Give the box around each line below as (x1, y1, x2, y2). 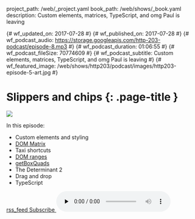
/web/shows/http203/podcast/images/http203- (57, 62, 177, 70)
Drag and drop (15, 172, 52, 179)
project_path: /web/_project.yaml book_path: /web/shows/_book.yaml (6, 5, 182, 12)
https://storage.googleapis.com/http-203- (54, 37, 161, 43)
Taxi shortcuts (15, 146, 51, 154)
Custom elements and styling (15, 134, 89, 141)
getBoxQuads (15, 159, 50, 167)
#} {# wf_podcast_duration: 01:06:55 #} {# (68, 43, 175, 50)
